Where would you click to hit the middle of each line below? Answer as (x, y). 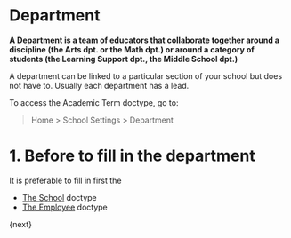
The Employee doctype (65, 207)
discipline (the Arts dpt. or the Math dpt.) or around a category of (132, 49)
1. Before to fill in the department (133, 156)
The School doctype (60, 197)
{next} (21, 224)
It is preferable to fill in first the (65, 180)
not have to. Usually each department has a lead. (99, 85)
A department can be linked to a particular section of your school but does (146, 75)
